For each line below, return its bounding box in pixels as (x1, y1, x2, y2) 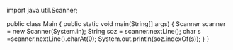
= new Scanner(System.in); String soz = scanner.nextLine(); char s (6, 27, 201, 35)
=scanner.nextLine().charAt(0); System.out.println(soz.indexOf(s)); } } (6, 35, 210, 43)
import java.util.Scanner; (6, 6, 79, 14)
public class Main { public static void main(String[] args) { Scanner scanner (6, 20, 226, 27)
